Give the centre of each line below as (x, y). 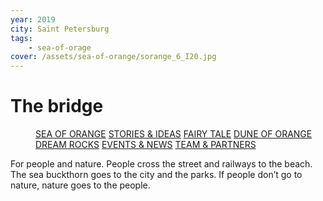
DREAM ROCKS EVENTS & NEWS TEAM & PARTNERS (146, 145)
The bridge (57, 106)
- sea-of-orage (60, 47)
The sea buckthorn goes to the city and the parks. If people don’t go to (156, 175)
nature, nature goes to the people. (80, 185)
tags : (21, 38)
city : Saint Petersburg (60, 29)
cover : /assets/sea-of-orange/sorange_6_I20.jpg (113, 57)
